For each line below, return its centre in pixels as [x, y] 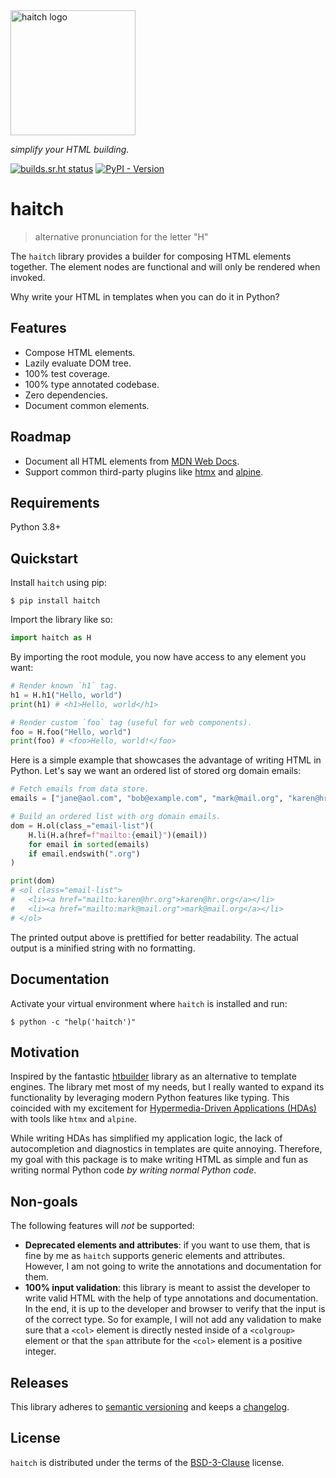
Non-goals [44, 1201]
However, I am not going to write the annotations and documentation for [173, 1266]
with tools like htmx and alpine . [74, 1119]
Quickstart [44, 558]
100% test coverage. [67, 373]
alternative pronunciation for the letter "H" [121, 236]
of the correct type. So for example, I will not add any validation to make [173, 1320]
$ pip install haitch [55, 601]
